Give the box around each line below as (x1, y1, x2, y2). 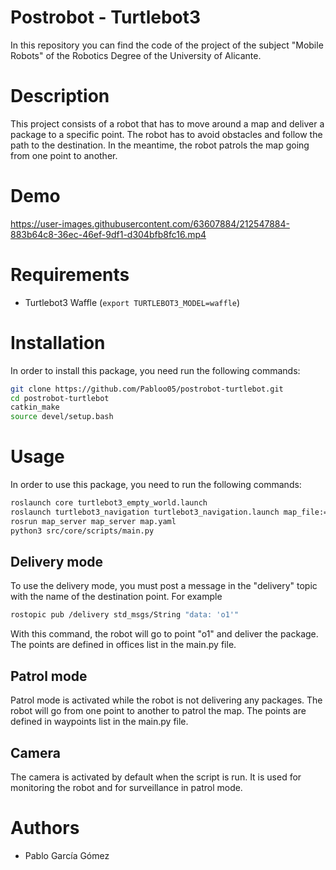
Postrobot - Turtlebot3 (10, 6, 202, 29)
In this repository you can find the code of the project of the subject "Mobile (10, 39, 324, 51)
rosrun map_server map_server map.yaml (10, 516, 177, 526)
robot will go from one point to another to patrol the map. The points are (10, 705, 307, 717)
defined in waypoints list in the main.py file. (10, 716, 189, 728)
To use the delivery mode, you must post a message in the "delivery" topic (10, 580, 318, 592)
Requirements (10, 264, 130, 286)
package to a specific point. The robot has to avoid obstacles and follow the (10, 128, 323, 140)
